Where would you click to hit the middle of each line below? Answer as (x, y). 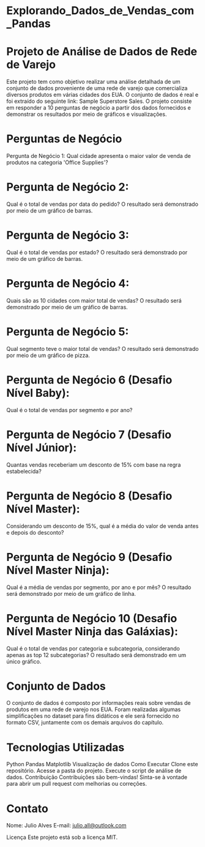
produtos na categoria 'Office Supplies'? (57, 162)
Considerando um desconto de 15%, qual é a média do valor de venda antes (102, 526)
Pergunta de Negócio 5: (68, 332)
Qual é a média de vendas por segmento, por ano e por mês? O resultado (99, 587)
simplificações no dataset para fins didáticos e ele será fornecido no (93, 716)
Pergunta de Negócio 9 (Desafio (89, 557)
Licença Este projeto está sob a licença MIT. (62, 837)
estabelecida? (24, 471)
